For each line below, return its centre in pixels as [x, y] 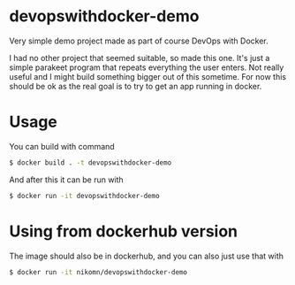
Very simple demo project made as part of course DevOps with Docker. [139, 41]
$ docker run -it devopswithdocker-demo [85, 196]
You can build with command [62, 146]
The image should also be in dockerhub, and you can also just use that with [147, 256]
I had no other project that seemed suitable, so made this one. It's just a [140, 58]
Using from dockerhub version [124, 231]
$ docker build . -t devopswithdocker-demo [91, 162]
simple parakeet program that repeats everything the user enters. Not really [147, 67]
